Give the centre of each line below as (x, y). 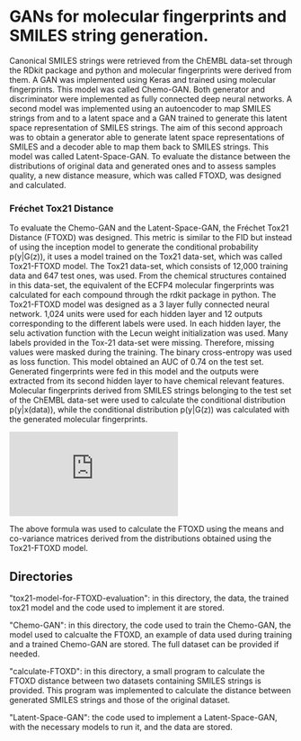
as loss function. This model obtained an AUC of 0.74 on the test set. (137, 362)
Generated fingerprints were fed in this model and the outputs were (134, 372)
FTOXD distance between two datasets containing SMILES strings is (136, 681)
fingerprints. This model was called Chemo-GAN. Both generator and (137, 89)
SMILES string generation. (109, 36)
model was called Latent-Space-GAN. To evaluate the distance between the (150, 156)
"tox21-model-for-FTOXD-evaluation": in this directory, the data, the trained (149, 598)
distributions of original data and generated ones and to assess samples (143, 166)
